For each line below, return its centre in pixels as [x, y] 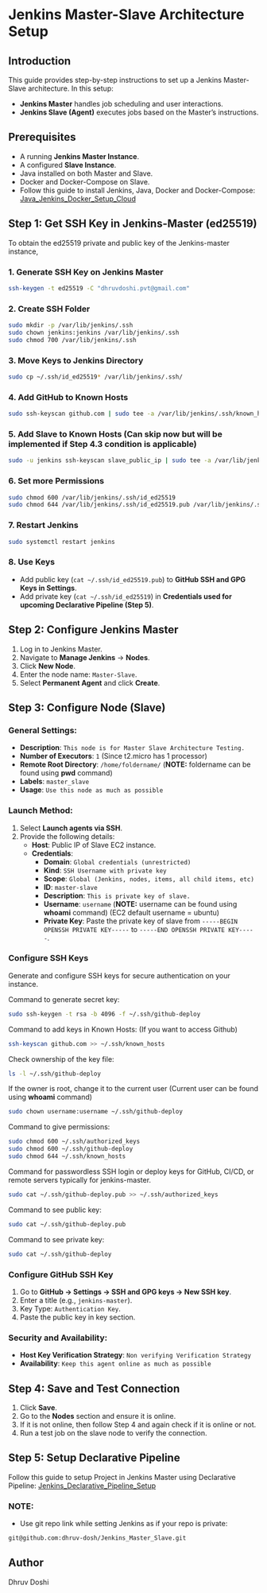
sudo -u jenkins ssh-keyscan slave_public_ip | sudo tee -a [110, 460]
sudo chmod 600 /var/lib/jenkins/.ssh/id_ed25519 [92, 497]
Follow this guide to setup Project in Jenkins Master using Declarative [122, 1477]
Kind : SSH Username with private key [105, 870]
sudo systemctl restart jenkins [62, 542]
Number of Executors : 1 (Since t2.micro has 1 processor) [114, 756]
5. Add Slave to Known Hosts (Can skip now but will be [115, 433]
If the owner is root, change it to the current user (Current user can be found [133, 1089]
